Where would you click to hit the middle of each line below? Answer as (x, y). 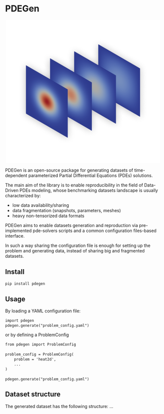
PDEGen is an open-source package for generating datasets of (69, 170)
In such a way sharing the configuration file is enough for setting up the (78, 245)
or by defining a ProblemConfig (37, 335)
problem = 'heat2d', (35, 359)
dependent (16, 176)
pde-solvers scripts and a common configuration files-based (95, 231)
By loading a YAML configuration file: (43, 311)
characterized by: (23, 196)
